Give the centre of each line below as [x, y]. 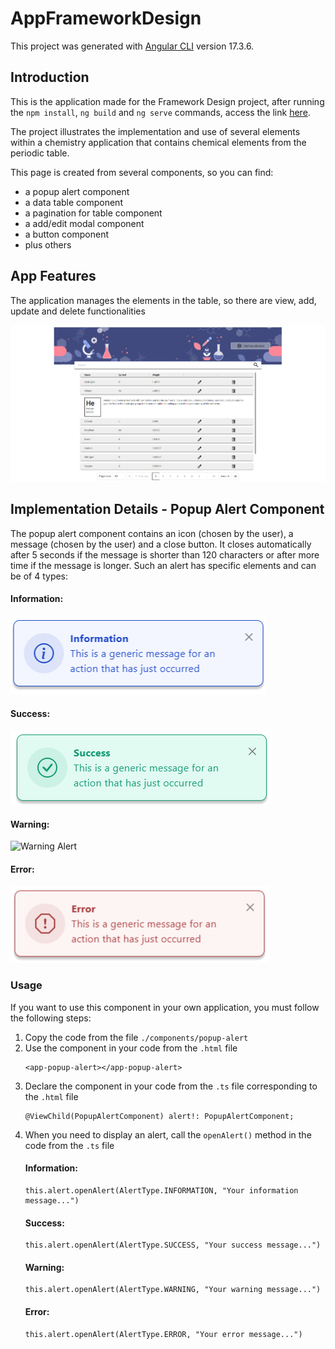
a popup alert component [77, 191]
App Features [53, 276]
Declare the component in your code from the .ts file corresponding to [171, 1086]
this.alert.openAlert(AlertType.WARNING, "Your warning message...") [173, 1290]
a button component [66, 234]
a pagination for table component [93, 213]
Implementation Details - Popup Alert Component [167, 509]
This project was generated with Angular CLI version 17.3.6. [132, 46]
